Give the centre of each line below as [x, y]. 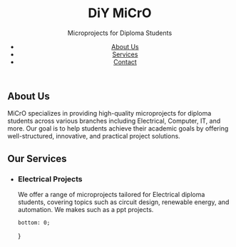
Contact [125, 61]
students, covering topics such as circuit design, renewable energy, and [123, 202]
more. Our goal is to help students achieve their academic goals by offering [118, 128]
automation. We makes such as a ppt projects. [86, 210]
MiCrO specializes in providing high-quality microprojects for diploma [109, 114]
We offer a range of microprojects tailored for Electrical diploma [111, 195]
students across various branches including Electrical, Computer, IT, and [114, 121]
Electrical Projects [50, 178]
